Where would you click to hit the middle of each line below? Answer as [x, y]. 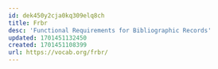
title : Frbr [28, 23]
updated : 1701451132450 [48, 38]
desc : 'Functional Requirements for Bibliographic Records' [110, 30]
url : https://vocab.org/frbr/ [58, 52]
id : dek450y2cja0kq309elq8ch [56, 15]
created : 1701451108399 [48, 45]
